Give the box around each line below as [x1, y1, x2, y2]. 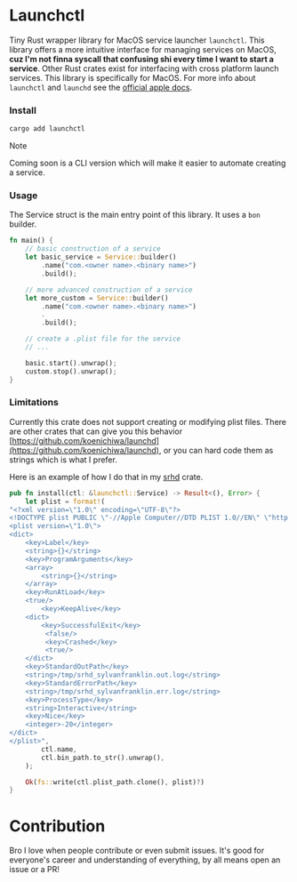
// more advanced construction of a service [25, 285, 193, 294]
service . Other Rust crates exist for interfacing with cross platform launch [9, 63, 279, 74]
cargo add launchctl [9, 124, 86, 133]
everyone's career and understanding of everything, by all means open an [9, 854, 281, 865]
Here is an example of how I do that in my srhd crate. [9, 471, 204, 482]
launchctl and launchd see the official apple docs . [9, 82, 193, 92]
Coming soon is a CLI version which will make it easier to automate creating [9, 157, 286, 169]
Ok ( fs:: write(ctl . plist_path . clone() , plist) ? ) [25, 777, 205, 787]
